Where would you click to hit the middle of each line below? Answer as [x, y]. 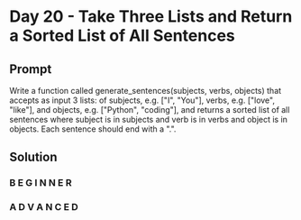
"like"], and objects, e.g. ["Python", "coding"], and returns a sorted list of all [150, 110]
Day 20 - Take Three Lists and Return [151, 17]
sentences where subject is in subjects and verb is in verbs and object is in [149, 119]
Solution [33, 157]
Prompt [31, 69]
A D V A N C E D [44, 207]
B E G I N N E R [41, 183]
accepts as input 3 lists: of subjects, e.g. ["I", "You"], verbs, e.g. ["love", [142, 100]
